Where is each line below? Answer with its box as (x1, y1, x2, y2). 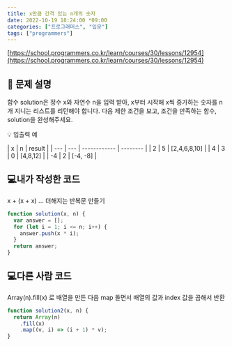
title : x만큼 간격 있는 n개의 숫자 (7, 10, 96, 17)
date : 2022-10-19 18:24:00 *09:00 (7, 17, 108, 24)
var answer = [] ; (13, 217, 64, 224)
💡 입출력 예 (7, 130, 38, 139)
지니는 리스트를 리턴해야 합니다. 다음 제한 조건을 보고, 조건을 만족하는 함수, (14, 107, 217, 115)
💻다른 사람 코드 (7, 270, 72, 283)
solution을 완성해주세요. (7, 116, 73, 124)
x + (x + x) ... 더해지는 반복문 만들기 (7, 196, 106, 204)
